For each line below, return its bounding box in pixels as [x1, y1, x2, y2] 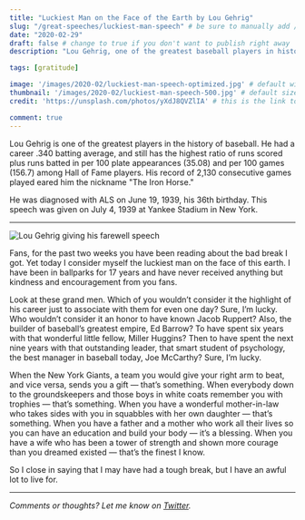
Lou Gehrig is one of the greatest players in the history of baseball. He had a [9, 138, 295, 149]
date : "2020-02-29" [9, 30, 84, 39]
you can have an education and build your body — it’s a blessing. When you [9, 427, 293, 438]
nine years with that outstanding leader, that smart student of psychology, [9, 342, 286, 353]
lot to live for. [9, 474, 59, 485]
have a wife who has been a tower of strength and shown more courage [9, 437, 279, 447]
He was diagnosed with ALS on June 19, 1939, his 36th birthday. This [9, 194, 268, 205]
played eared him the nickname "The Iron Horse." [9, 176, 194, 187]
